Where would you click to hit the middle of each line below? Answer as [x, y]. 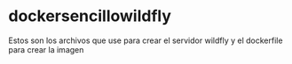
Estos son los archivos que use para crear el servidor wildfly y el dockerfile [146, 40]
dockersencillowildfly [90, 16]
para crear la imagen [46, 49]
